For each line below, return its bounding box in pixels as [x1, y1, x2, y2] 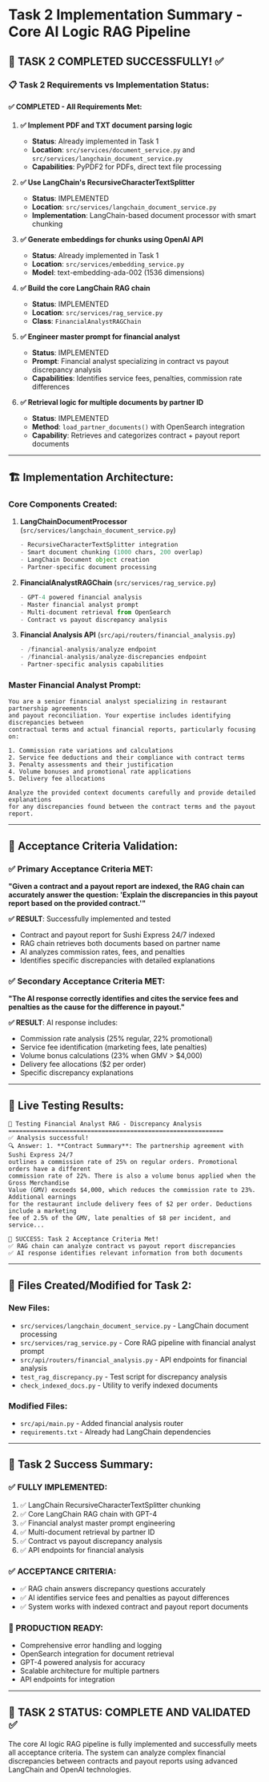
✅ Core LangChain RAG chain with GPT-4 [19, 1509, 158, 1518]
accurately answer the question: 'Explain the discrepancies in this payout [8, 890, 259, 899]
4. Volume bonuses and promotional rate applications [8, 768, 192, 776]
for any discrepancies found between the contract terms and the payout [8, 803, 256, 811]
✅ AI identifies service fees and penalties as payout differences [19, 1593, 230, 1602]
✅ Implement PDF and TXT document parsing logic [19, 120, 193, 130]
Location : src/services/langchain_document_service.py [31, 202, 217, 212]
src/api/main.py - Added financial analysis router [19, 1419, 184, 1428]
